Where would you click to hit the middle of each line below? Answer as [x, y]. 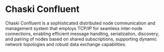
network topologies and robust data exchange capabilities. [66, 44]
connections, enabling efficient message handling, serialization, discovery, [82, 33]
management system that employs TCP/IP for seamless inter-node [74, 28]
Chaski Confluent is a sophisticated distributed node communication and [80, 23]
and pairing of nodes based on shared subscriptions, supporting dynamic [81, 39]
